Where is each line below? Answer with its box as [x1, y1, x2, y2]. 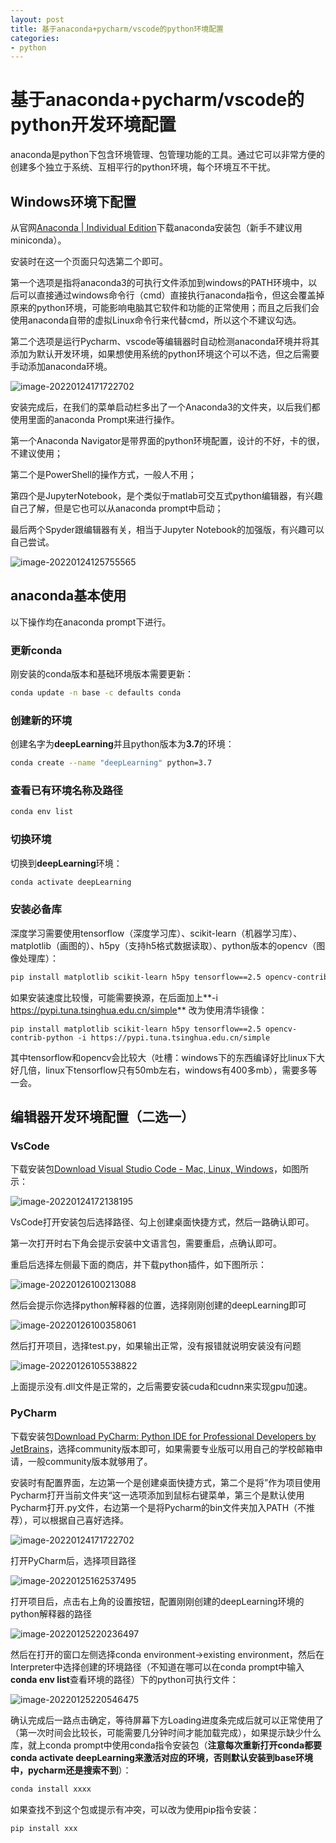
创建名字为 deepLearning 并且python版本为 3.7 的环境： [10, 738, 235, 750]
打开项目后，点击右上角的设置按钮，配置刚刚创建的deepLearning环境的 [10, 1595, 305, 1607]
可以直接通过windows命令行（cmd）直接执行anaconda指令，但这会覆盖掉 [18, 289, 325, 301]
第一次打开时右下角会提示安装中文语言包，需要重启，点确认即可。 [10, 1237, 282, 1250]
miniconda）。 [10, 234, 67, 246]
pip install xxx [10, 1823, 78, 1833]
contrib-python [10, 1032, 74, 1043]
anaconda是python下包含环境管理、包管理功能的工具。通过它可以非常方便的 [10, 149, 325, 161]
